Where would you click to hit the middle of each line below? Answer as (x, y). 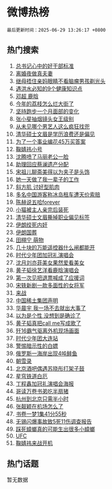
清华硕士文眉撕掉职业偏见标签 (52, 217)
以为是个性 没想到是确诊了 (48, 315)
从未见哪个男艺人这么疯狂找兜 (52, 126)
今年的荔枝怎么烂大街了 (45, 103)
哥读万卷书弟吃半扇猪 (42, 391)
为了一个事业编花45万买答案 (51, 141)
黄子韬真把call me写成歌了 (48, 323)
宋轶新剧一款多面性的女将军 (50, 285)
